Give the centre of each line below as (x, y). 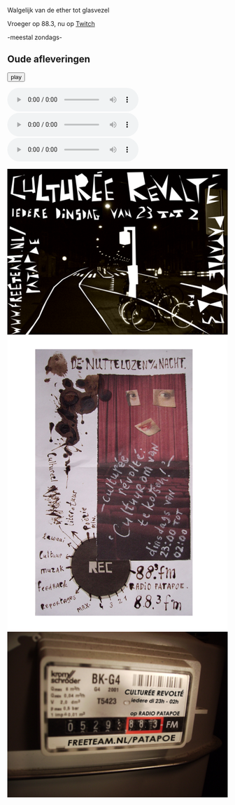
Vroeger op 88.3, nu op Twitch (51, 23)
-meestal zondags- (35, 37)
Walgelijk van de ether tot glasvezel (58, 10)
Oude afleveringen (49, 59)
